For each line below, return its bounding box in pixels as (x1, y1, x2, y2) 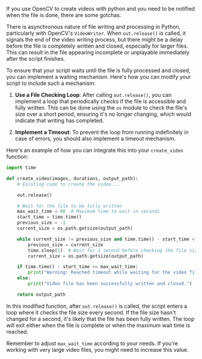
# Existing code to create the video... (17, 181, 120, 187)
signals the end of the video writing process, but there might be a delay (6, 36, 183, 43)
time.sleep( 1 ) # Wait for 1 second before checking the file (28, 247, 187, 254)
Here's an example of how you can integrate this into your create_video (6, 147, 183, 154)
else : (17, 275, 31, 281)
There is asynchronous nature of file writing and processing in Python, (6, 23, 181, 30)
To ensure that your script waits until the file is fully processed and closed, (6, 67, 191, 74)
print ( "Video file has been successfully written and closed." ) (28, 281, 192, 287)
